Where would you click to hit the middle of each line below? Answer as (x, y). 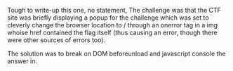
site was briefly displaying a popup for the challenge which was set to (108, 18)
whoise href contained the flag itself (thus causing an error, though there (112, 32)
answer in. (22, 61)
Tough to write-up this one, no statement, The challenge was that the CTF (114, 10)
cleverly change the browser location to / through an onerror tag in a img (112, 25)
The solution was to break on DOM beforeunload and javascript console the (116, 53)
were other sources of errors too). (56, 40)
